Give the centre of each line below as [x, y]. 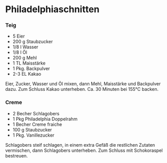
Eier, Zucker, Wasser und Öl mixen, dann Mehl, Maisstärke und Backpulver [83, 84]
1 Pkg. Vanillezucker [34, 135]
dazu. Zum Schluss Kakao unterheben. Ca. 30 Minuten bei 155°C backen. [82, 89]
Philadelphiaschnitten [53, 9]
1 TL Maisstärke [29, 63]
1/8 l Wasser [25, 47]
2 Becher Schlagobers [36, 113]
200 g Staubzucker [33, 42]
